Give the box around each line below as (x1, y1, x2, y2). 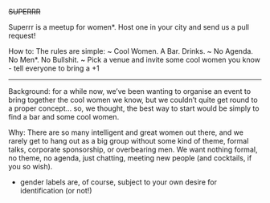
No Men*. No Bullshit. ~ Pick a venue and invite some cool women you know (8, 55, 261, 64)
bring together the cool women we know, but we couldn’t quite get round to (8, 95, 259, 104)
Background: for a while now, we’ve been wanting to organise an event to (8, 87, 252, 95)
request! (8, 31, 36, 40)
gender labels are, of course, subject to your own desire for (19, 177, 217, 187)
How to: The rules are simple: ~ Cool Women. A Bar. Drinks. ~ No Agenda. (8, 47, 253, 55)
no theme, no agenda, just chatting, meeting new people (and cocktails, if (8, 153, 252, 163)
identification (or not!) (19, 186, 92, 195)
